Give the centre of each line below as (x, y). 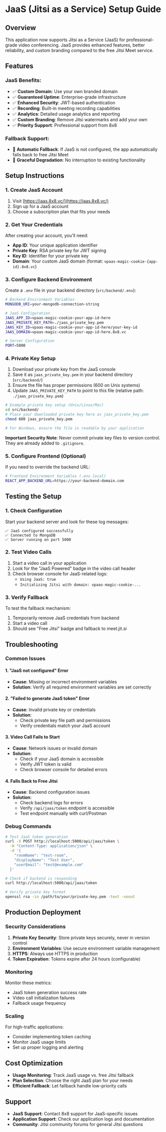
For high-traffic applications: (34, 1027)
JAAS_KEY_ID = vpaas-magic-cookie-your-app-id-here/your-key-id (71, 327)
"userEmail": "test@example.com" (49, 865)
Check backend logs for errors (51, 803)
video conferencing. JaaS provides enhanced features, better (81, 45)
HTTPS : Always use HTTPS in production (55, 954)
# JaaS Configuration (28, 313)
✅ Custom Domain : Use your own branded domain (65, 91)
